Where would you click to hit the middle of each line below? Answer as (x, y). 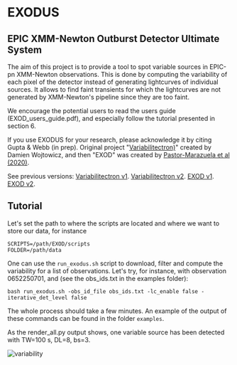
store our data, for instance (47, 231)
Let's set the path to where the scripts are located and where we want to (114, 223)
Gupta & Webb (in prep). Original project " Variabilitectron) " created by (109, 147)
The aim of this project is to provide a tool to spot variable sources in (108, 67)
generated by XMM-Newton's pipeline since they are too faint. (99, 97)
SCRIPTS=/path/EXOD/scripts (49, 244)
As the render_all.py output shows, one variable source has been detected (116, 332)
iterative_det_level (38, 297)
